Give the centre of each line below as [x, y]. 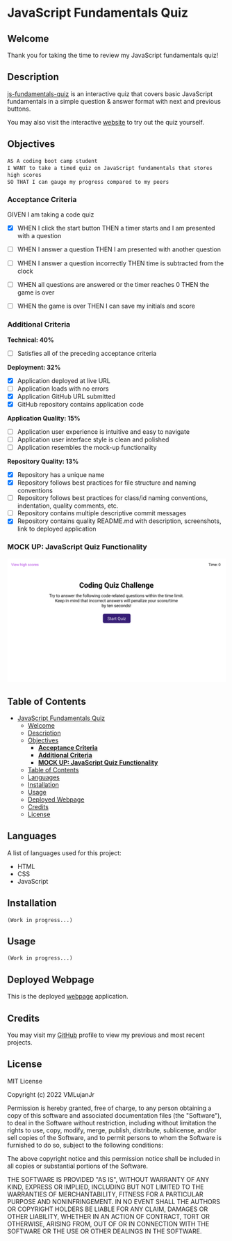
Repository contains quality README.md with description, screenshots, [119, 521]
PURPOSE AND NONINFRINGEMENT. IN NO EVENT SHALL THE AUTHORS [114, 1201]
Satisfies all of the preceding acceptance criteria [87, 353]
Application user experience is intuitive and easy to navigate [103, 431]
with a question [39, 235]
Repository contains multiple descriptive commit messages [102, 513]
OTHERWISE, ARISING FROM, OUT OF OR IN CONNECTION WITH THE [108, 1224]
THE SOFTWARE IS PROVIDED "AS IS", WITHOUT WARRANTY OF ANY [108, 1179]
